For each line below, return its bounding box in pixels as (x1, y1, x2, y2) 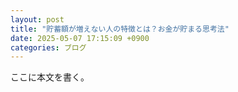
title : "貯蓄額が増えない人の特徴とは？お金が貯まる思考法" (10, 24, 230, 34)
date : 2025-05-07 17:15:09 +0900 (10, 33, 150, 43)
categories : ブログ (10, 42, 87, 53)
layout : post (10, 14, 65, 25)
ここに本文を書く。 (10, 71, 90, 83)
